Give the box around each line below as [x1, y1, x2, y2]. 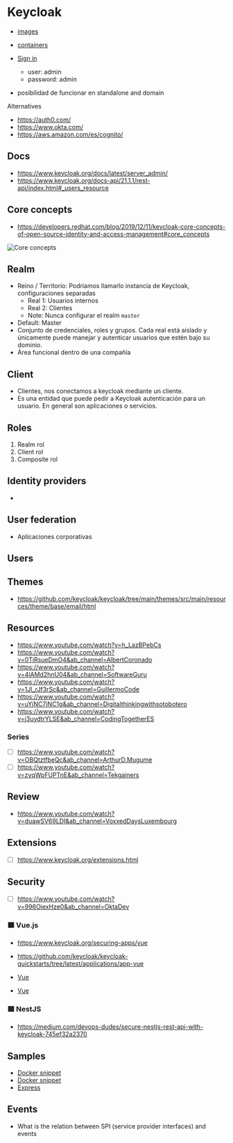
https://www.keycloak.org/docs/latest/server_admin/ [17, 168, 169, 177]
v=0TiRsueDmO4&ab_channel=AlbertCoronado [17, 655, 153, 664]
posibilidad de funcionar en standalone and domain [17, 88, 164, 97]
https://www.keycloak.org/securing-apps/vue [17, 938, 148, 947]
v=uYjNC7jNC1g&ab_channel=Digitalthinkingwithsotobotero [17, 700, 187, 708]
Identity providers [7, 475, 87, 487]
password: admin [27, 74, 78, 83]
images [17, 27, 39, 35]
